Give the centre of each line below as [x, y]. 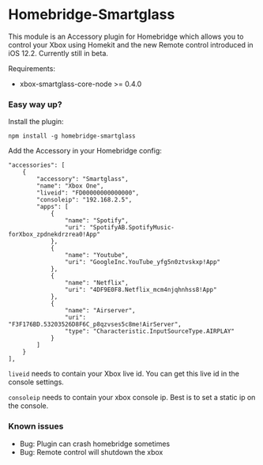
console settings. [36, 382]
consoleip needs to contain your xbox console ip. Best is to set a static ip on [132, 398]
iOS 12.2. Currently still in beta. [58, 53]
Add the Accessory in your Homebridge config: [85, 151]
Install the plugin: [36, 122]
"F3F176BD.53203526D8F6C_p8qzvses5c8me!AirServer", [95, 325]
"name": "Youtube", [96, 255]
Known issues [36, 426]
